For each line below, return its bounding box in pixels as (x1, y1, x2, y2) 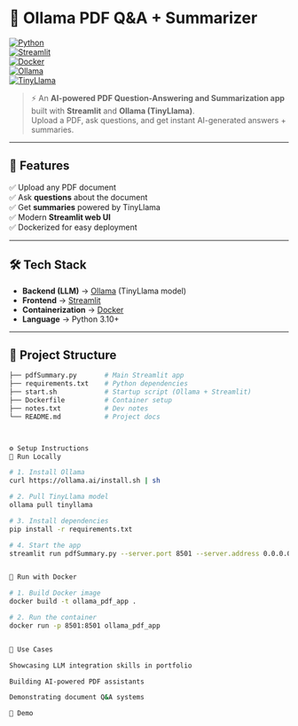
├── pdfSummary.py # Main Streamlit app (9, 371, 184, 380)
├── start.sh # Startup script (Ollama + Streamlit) (9, 387, 252, 397)
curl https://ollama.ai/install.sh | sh (9, 476, 161, 486)
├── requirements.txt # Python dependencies (9, 379, 189, 388)
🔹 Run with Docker (9, 573, 77, 582)
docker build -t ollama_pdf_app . (9, 597, 137, 606)
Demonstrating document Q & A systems (9, 693, 145, 702)
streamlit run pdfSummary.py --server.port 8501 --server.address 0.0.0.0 (9, 549, 292, 558)
